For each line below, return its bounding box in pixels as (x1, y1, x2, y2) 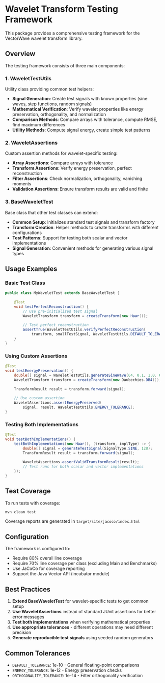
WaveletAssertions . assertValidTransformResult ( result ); (23, 460, 139, 465)
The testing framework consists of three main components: (5, 62, 125, 68)
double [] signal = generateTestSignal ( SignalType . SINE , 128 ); (23, 446, 153, 451)
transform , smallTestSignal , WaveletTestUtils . (31, 332, 131, 337)
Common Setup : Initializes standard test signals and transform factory (12, 219, 155, 225)
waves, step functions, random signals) (12, 101, 92, 107)
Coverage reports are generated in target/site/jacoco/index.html (5, 518, 140, 524)
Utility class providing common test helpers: (5, 86, 94, 92)
